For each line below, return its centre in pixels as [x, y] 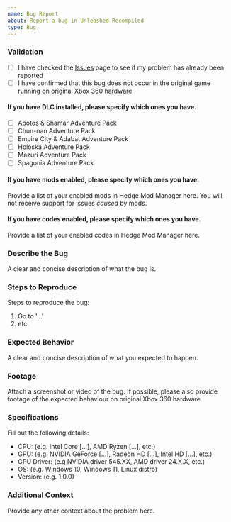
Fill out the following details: [48, 433]
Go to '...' [30, 316]
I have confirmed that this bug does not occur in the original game [114, 83]
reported [30, 75]
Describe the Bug [38, 253]
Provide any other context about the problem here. [81, 511]
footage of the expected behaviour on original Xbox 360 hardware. [105, 399]
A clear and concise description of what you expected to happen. [103, 357]
